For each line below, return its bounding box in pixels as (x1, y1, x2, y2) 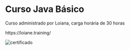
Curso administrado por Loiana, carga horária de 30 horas (5, 20, 125, 26)
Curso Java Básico (5, 3, 84, 15)
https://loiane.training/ (5, 29, 51, 35)
